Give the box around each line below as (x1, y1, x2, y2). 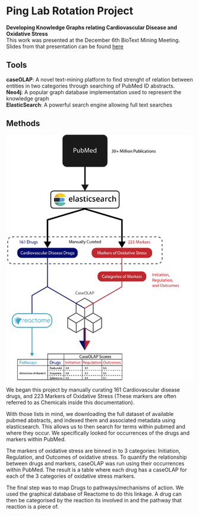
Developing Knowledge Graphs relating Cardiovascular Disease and (6, 24, 177, 31)
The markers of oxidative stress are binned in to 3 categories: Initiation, (6, 448, 181, 455)
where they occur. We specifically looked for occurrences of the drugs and (6, 430, 190, 437)
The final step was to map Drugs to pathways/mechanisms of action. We (6, 484, 184, 492)
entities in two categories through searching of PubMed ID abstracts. (6, 82, 175, 89)
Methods (6, 118, 40, 129)
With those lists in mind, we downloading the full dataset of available (6, 411, 174, 418)
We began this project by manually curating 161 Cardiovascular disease (6, 386, 180, 393)
